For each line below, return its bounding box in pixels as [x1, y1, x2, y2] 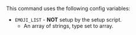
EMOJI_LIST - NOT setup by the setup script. [14, 16, 122, 23]
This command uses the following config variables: [6, 5, 131, 12]
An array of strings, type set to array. [23, 23, 114, 29]
